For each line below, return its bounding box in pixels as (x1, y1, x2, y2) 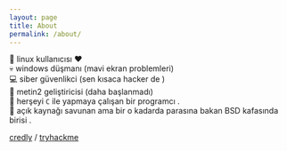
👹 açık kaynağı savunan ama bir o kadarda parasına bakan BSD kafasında (9, 106, 279, 116)
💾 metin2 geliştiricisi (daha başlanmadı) (9, 86, 154, 98)
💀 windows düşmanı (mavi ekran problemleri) (9, 63, 175, 74)
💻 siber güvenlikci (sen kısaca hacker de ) (9, 74, 166, 84)
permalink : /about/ (9, 29, 82, 38)
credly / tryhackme (9, 132, 79, 143)
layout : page (9, 12, 58, 22)
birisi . (9, 115, 32, 125)
